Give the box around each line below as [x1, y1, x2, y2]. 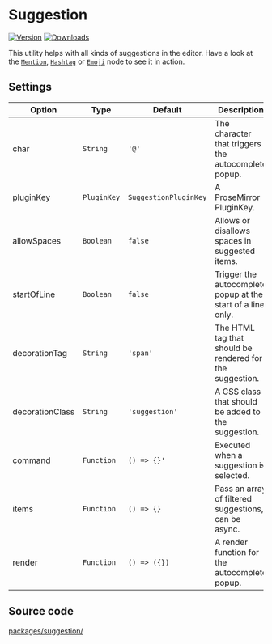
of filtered [214, 493, 253, 504]
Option [30, 104, 57, 115]
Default [152, 104, 182, 115]
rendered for [214, 352, 263, 363]
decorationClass [12, 406, 75, 417]
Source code [8, 604, 74, 618]
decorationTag [12, 347, 67, 358]
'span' [128, 348, 154, 358]
